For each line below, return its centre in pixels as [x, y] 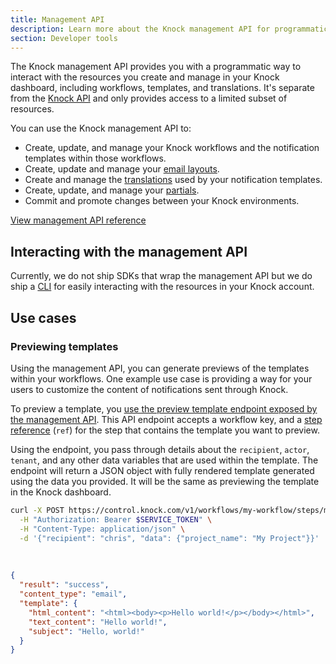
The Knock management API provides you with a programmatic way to [156, 67]
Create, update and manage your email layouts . [122, 169]
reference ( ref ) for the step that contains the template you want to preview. [165, 430]
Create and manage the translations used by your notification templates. [173, 180]
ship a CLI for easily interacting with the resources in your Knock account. [162, 287]
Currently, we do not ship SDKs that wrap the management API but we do [161, 276]
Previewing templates [64, 346]
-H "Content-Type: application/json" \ [102, 529]
